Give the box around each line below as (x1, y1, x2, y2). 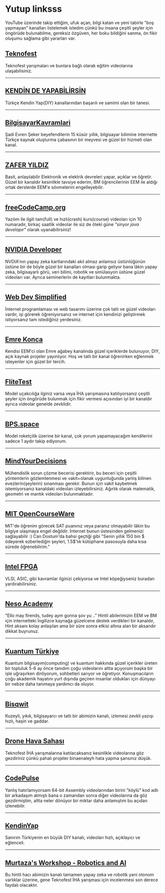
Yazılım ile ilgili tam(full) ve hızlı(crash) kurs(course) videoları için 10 (5, 216, 142, 222)
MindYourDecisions (5, 457, 67, 465)
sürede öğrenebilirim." (5, 544, 50, 550)
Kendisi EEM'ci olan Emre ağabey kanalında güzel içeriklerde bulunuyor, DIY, (5, 348, 160, 354)
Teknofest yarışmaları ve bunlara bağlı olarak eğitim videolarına (5, 62, 133, 68)
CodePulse (5, 774, 39, 782)
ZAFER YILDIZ (5, 161, 49, 169)
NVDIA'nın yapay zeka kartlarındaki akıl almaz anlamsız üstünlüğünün (5, 258, 146, 264)
